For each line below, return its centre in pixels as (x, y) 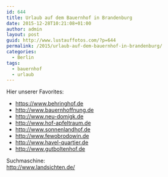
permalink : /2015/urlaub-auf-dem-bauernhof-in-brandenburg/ (85, 46)
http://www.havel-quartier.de (52, 143)
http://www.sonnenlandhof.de (53, 129)
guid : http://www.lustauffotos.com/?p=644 (61, 40)
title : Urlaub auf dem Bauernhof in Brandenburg (69, 18)
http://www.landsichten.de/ (41, 167)
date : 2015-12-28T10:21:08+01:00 (49, 23)
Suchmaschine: (26, 161)
